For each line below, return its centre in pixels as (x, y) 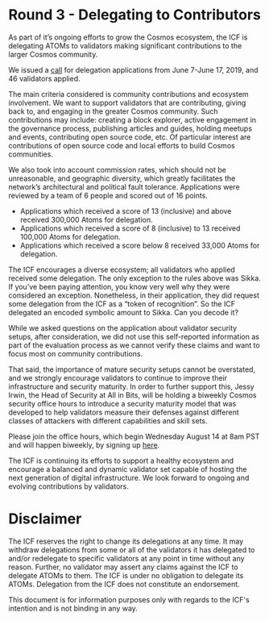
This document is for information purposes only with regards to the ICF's (129, 599)
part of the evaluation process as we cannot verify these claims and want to (134, 345)
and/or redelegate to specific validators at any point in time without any (126, 558)
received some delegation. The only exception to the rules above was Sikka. (135, 278)
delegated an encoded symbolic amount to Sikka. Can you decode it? (124, 312)
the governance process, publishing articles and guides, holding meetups (130, 128)
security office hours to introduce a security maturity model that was (122, 403)
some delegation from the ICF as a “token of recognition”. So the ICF (122, 303)
